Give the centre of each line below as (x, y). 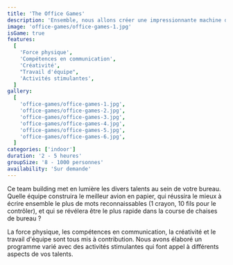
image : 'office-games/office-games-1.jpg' (69, 26)
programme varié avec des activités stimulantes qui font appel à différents (113, 246)
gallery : (20, 91)
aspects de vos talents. (40, 254)
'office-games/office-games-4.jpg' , (73, 123)
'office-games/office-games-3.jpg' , (73, 117)
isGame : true (26, 33)
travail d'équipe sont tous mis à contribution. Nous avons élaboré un (105, 239)
